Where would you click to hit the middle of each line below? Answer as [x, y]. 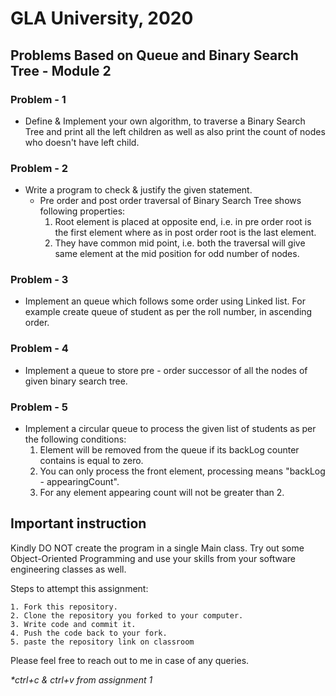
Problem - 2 [39, 168]
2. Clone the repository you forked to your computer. [127, 615]
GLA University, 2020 [102, 18]
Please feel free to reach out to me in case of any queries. [130, 660]
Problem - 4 [39, 349]
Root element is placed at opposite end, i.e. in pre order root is [183, 222]
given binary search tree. [76, 381]
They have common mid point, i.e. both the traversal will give [180, 243]
